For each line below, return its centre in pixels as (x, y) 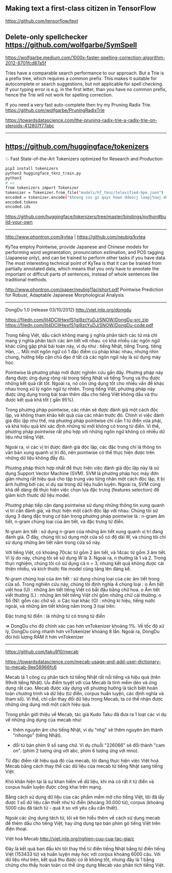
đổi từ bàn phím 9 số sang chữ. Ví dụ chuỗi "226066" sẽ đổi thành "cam (89, 745)
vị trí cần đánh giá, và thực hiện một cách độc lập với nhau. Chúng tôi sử (82, 511)
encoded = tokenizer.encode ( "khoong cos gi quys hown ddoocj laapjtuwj (83, 197)
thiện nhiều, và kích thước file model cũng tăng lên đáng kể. (68, 569)
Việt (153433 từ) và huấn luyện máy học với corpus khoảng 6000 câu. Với (83, 854)
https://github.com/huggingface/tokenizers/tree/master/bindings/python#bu (86, 217)
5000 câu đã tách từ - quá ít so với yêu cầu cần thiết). (62, 808)
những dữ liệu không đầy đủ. (36, 458)
